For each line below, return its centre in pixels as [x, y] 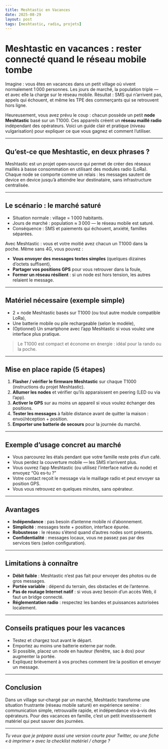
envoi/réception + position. [40, 419]
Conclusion [23, 687]
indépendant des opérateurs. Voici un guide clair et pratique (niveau [75, 126]
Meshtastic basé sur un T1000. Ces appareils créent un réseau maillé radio [83, 121]
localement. [24, 607]
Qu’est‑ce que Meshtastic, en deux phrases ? [77, 152]
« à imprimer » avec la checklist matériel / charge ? [58, 741]
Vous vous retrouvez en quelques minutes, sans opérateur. [73, 489]
